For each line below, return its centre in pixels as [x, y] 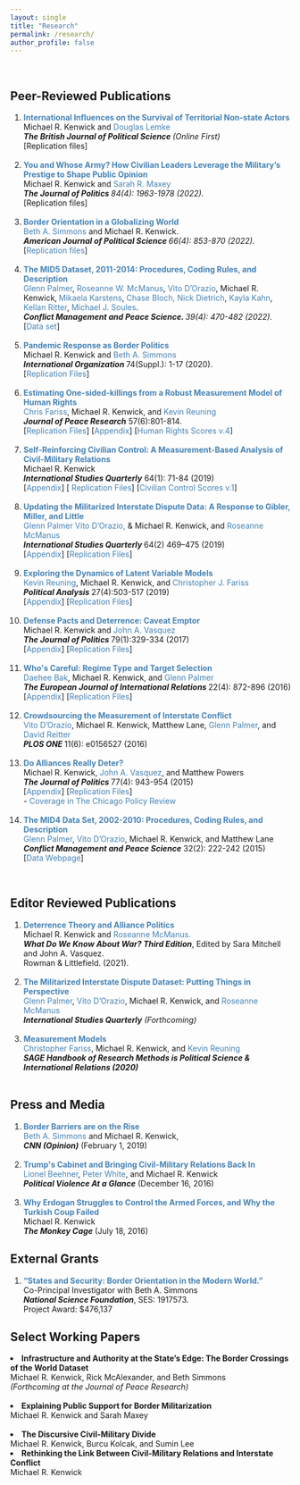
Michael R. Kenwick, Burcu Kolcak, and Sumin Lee [102, 1444]
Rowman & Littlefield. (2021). [76, 962]
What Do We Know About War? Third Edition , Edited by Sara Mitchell [152, 944]
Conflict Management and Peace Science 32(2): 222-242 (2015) [144, 849]
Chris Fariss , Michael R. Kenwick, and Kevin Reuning [120, 412]
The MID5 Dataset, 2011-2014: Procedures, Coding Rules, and [140, 270]
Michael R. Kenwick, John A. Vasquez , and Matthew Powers [133, 773]
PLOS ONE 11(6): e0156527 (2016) [85, 744]
